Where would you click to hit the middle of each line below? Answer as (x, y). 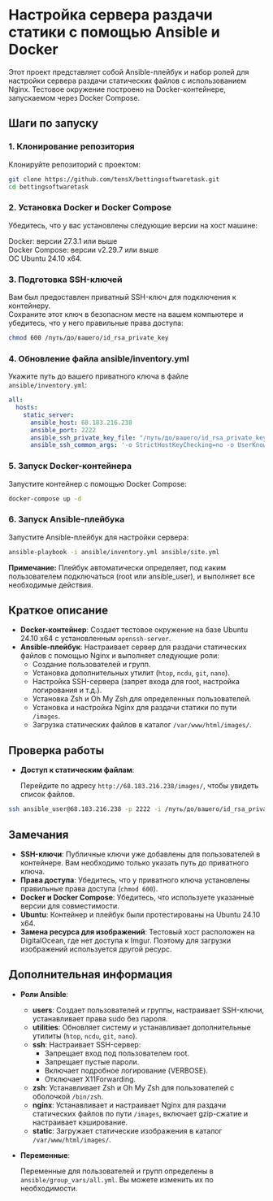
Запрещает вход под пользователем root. (117, 1053)
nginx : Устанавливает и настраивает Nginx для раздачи (129, 1105)
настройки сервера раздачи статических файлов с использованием (127, 80)
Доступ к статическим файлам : (77, 770)
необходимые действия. (51, 585)
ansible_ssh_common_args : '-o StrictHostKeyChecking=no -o (132, 445)
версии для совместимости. (69, 906)
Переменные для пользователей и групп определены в (117, 1171)
